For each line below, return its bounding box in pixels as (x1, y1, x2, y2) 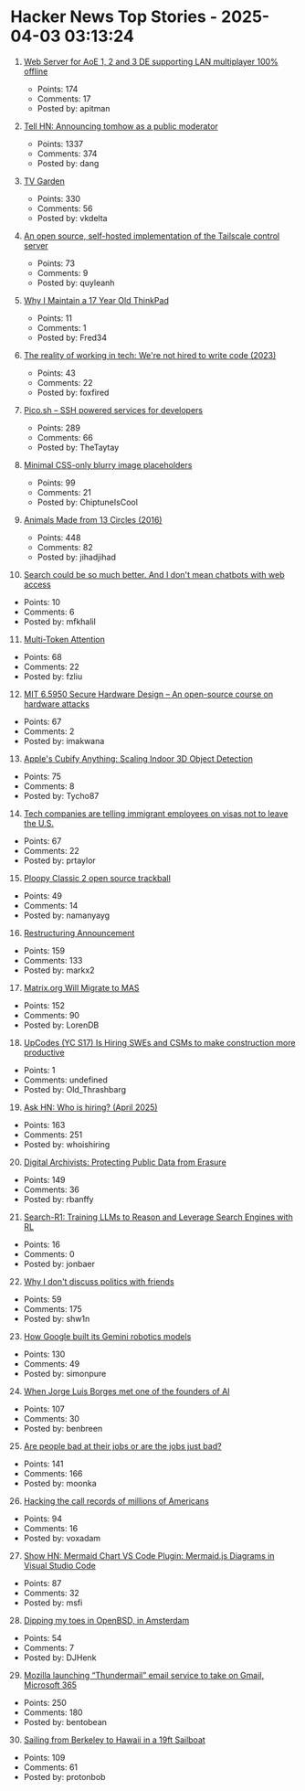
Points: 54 (23, 1632, 62, 1643)
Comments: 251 (23, 1129, 83, 1140)
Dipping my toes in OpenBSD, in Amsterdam (23, 1615, 190, 1626)
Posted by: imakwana (23, 735, 105, 746)
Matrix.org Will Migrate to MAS (23, 982, 140, 993)
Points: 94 (23, 1513, 63, 1524)
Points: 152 (23, 999, 66, 1011)
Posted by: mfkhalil (23, 615, 97, 627)
